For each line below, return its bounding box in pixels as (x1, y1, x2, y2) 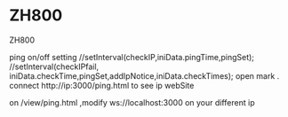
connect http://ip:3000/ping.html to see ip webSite (9, 80, 195, 90)
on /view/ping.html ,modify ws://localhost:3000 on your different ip (9, 97, 255, 107)
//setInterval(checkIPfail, (9, 61, 100, 72)
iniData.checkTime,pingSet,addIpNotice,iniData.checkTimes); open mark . (9, 70, 280, 81)
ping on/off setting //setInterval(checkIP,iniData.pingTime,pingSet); (9, 51, 255, 62)
